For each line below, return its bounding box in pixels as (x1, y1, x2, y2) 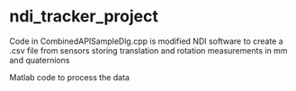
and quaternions (9, 54, 70, 65)
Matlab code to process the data (9, 71, 130, 82)
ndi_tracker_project (9, 6, 159, 27)
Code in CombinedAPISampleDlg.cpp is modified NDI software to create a (9, 36, 283, 46)
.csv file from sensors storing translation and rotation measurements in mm (9, 45, 288, 55)
